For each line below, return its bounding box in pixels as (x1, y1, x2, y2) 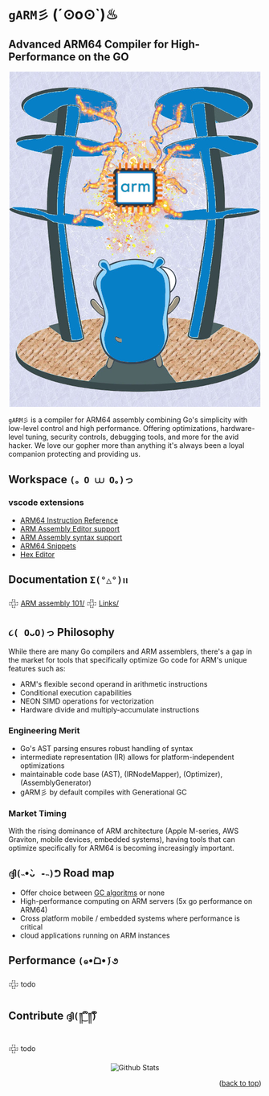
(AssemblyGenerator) (19, 778, 92, 787)
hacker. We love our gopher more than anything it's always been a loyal (8, 441, 245, 450)
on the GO (77, 50, 129, 64)
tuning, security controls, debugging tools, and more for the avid (25, 432, 239, 441)
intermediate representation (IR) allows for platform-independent (19, 752, 234, 761)
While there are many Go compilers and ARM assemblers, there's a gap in (8, 647, 253, 656)
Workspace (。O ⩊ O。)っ (8, 473, 134, 486)
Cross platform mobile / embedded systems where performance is (19, 913, 241, 923)
